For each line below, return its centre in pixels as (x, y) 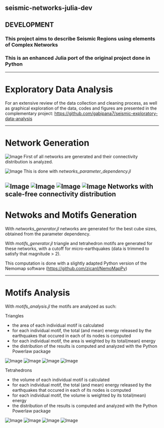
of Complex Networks (31, 45)
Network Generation (47, 143)
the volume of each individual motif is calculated (61, 380)
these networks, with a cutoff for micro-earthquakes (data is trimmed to (77, 248)
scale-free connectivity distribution (61, 194)
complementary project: (29, 113)
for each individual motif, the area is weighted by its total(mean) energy (84, 341)
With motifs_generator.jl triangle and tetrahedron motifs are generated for (79, 244)
